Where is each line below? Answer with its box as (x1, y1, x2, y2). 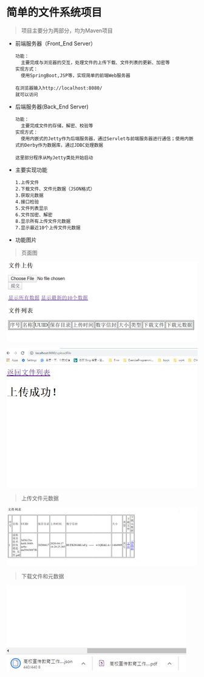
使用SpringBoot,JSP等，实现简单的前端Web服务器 (21, 72, 131, 79)
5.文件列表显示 (15, 205, 49, 211)
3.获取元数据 (15, 192, 44, 198)
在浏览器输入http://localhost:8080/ (15, 85, 103, 91)
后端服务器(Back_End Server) (15, 103, 89, 110)
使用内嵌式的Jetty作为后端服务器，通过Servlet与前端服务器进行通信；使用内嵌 (21, 135, 194, 142)
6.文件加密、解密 (15, 211, 53, 218)
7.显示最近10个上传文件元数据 (15, 225, 81, 231)
